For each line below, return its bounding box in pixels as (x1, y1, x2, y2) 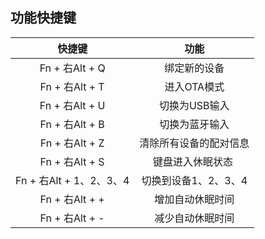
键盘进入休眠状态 (153, 154, 234, 168)
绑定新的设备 (164, 61, 225, 75)
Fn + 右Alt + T (39, 79, 105, 93)
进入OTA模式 (164, 79, 225, 93)
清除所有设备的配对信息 (139, 136, 250, 150)
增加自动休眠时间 (154, 192, 235, 206)
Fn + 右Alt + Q (39, 61, 106, 75)
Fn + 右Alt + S (39, 154, 105, 168)
